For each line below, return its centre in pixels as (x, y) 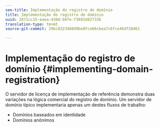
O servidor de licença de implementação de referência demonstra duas (80, 94)
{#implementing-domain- (98, 69)
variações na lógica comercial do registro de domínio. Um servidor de (78, 100)
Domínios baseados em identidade (49, 115)
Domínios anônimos (33, 120)
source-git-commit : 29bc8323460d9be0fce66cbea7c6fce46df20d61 (73, 29)
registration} (33, 80)
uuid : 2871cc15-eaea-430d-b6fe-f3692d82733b (53, 19)
